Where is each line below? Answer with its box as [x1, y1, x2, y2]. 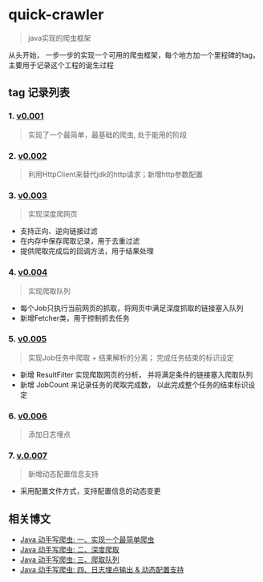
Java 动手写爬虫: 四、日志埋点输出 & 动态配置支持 [19, 565, 184, 575]
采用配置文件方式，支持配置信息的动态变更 [19, 487, 161, 496]
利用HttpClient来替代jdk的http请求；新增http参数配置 [27, 169, 203, 179]
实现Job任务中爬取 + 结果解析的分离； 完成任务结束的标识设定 [27, 353, 234, 362]
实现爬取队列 [27, 286, 71, 296]
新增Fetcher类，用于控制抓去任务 [19, 313, 130, 322]
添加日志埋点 [27, 430, 71, 439]
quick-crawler [8, 6, 104, 24]
